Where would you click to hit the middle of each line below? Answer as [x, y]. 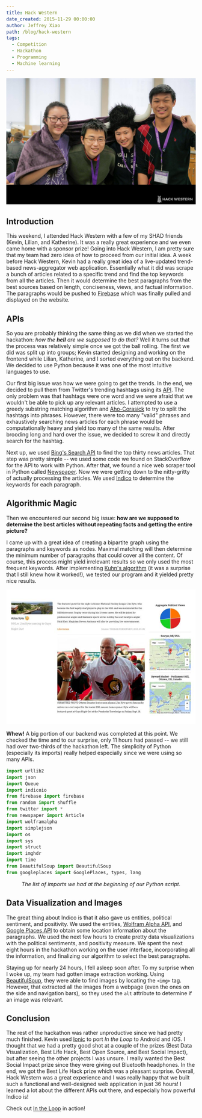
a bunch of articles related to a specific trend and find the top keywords [95, 275]
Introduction [30, 221]
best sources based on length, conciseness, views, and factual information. [100, 287]
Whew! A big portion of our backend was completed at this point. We [92, 733]
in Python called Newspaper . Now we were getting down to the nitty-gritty [98, 471]
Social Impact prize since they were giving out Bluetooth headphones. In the [101, 1065]
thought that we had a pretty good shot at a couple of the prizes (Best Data [99, 1046]
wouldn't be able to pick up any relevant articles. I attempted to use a [92, 402]
